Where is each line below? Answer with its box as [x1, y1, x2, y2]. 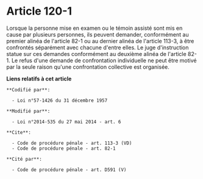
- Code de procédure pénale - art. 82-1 [12, 145, 116, 152]
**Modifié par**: [6, 108, 51, 114]
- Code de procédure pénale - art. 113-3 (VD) [12, 140, 132, 146]
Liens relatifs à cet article [6, 75, 72, 82]
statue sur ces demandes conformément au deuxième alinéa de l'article [6, 50, 187, 57]
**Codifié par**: [6, 86, 51, 93]
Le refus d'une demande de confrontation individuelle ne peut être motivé [11, 57, 197, 64]
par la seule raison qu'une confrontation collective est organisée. [6, 63, 169, 71]
